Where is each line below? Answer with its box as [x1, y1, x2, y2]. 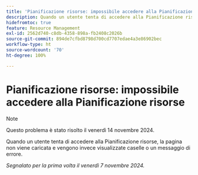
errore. [6, 150, 23, 157]
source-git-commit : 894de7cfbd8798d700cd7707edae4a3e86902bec [6, 36, 162, 42]
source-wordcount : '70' [6, 47, 65, 53]
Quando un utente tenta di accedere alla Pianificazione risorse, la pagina [6, 138, 183, 145]
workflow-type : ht [6, 42, 51, 48]
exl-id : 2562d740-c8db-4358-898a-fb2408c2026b [6, 31, 123, 37]
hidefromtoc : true [6, 19, 51, 25]
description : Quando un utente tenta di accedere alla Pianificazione [6, 14, 183, 20]
